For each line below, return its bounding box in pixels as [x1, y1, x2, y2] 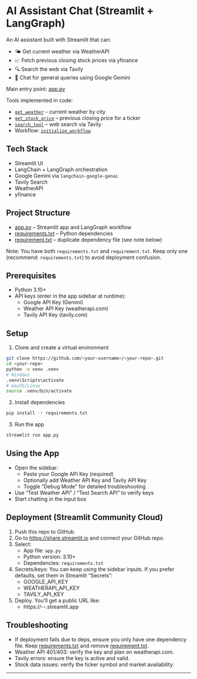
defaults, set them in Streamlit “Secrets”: [14, 572, 113, 579]
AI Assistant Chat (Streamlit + [6, 4, 154, 18]
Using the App [6, 448, 60, 458]
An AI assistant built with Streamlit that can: [6, 36, 111, 43]
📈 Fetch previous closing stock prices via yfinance [14, 56, 138, 64]
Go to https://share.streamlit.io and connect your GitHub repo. [14, 534, 165, 541]
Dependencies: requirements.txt [23, 559, 104, 566]
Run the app [14, 421, 45, 428]
